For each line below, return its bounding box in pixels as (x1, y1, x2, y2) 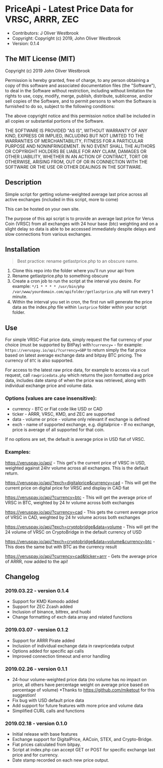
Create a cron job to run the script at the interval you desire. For (12, 278, 141, 284)
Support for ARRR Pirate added (12, 638, 75, 643)
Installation (5, 245, 40, 254)
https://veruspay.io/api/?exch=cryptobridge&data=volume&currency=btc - (5, 538, 155, 544)
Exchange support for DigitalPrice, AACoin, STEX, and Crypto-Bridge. (12, 737, 153, 742)
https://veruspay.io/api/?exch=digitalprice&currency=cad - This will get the (5, 480, 157, 486)
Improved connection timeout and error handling (12, 653, 110, 659)
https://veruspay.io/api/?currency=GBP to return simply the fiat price (5, 347, 146, 353)
